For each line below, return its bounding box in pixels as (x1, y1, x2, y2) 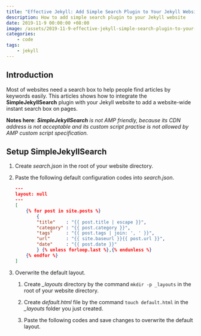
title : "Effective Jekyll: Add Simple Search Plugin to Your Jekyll (6, 8, 181, 15)
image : (6, 25, 23, 32)
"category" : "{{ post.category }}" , (36, 225, 130, 231)
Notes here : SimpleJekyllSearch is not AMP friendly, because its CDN (6, 116, 181, 123)
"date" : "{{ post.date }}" (36, 241, 117, 247)
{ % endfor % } (26, 252, 59, 258)
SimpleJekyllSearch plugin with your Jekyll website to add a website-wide (6, 98, 191, 105)
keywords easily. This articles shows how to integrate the (6, 92, 148, 99)
